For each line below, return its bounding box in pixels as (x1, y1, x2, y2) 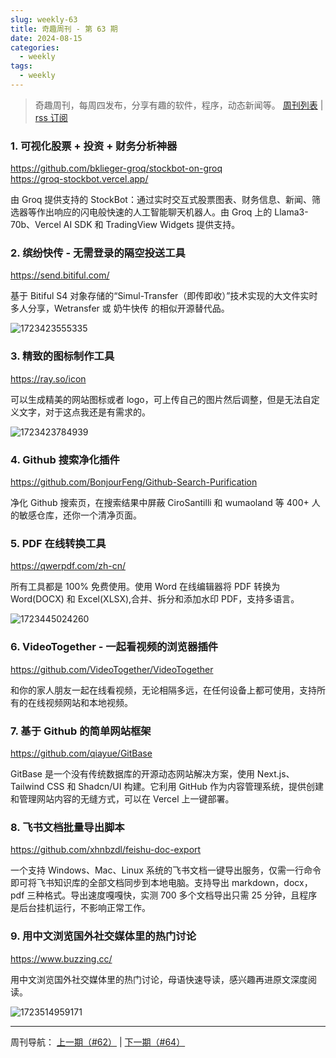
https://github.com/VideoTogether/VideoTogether (10, 663, 214, 675)
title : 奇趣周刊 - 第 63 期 (10, 24, 118, 34)
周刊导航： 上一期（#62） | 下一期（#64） (10, 1036, 186, 1048)
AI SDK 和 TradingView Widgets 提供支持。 (63, 219, 241, 231)
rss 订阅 (34, 111, 68, 123)
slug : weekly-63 (10, 14, 78, 25)
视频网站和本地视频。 (44, 696, 133, 708)
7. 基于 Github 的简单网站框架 (10, 724, 152, 738)
